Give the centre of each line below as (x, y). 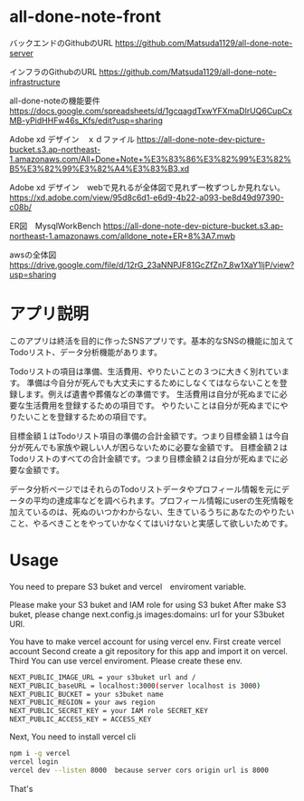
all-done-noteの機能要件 (55, 101)
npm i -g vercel (40, 754)
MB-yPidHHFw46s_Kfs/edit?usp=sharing (86, 121)
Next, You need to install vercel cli (73, 737)
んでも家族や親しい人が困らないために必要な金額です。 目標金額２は (160, 447)
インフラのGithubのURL (53, 72)
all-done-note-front (85, 17)
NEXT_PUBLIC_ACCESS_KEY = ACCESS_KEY (81, 719)
